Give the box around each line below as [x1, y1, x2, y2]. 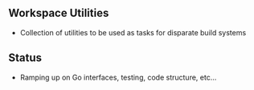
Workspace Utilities [8, 6, 109, 20]
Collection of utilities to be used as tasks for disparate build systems [19, 27, 247, 37]
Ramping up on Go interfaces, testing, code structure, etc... [19, 72, 217, 82]
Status [8, 51, 43, 65]
